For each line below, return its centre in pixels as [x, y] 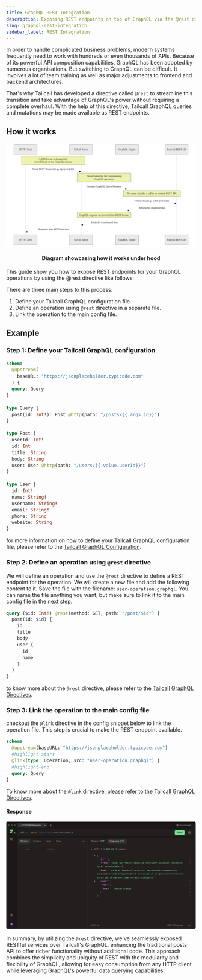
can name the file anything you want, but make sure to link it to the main [95, 595]
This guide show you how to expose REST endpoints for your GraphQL [94, 271]
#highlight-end [31, 767]
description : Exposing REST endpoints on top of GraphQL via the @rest [98, 19]
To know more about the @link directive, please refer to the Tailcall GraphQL [101, 791]
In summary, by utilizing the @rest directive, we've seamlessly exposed [94, 938]
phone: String [29, 516]
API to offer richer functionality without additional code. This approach [93, 951]
